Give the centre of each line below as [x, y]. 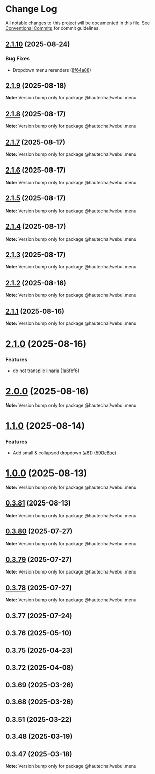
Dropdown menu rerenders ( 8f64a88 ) [52, 70]
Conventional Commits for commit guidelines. [53, 28]
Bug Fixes [18, 59]
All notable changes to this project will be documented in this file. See [78, 23]
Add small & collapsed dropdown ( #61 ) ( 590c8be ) [64, 453]
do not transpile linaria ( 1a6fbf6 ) [46, 371]
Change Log [31, 9]
